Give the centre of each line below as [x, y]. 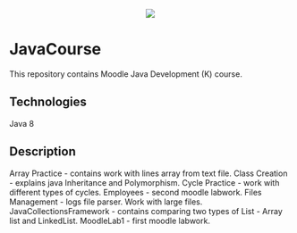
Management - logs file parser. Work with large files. [106, 202]
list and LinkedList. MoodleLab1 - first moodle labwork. [110, 221]
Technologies [48, 102]
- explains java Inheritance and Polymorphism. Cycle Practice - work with [144, 182]
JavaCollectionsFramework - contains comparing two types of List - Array [146, 211]
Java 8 [21, 123]
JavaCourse [55, 50]
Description [42, 152]
